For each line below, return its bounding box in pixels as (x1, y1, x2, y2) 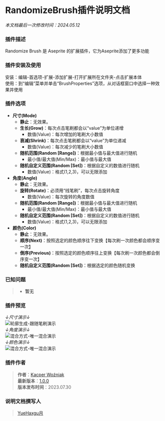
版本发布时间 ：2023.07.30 (17, 384, 71, 390)
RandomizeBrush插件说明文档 (5, 4, 131, 16)
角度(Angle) (12, 175, 37, 181)
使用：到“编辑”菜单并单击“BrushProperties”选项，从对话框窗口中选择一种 (5, 80, 156, 86)
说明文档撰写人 (5, 398, 41, 405)
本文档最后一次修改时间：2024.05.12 (5, 22, 80, 28)
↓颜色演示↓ (5, 339, 30, 345)
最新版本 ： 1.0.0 (17, 378, 49, 384)
